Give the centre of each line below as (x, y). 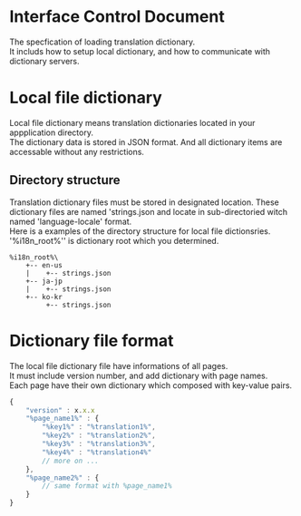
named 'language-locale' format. (71, 221)
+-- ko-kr (44, 297)
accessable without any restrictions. (77, 151)
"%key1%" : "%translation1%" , (99, 427)
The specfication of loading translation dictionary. (102, 42)
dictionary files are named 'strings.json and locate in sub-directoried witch (149, 211)
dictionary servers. (44, 61)
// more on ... (71, 461)
